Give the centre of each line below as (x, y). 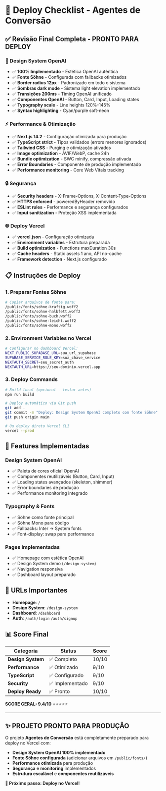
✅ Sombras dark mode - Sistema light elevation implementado (76, 88)
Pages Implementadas (33, 547)
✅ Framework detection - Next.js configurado (60, 259)
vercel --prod (20, 430)
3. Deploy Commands (31, 379)
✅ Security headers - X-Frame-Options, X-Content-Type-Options (79, 196)
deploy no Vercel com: (28, 743)
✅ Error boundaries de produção (45, 488)
